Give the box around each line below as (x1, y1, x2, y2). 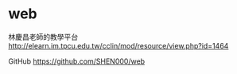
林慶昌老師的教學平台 (8, 32, 78, 41)
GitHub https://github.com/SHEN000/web (8, 56, 146, 66)
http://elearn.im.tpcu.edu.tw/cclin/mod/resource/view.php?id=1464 (8, 41, 229, 50)
